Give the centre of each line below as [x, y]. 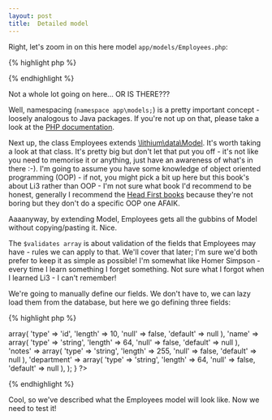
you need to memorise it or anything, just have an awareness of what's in [131, 160]
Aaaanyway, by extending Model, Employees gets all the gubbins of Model [133, 219]
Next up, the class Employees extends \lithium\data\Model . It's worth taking [135, 142]
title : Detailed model [49, 24]
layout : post [30, 16]
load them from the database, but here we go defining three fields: [120, 302]
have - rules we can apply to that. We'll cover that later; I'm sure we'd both [133, 252]
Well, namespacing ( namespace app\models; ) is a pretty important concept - [134, 110]
